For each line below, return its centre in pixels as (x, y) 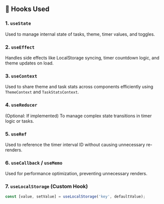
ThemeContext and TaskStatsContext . (42, 92)
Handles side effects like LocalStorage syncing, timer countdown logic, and (82, 58)
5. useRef (16, 134)
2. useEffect (20, 47)
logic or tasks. (20, 121)
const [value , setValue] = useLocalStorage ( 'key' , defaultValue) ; (75, 197)
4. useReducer (21, 105)
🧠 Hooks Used (27, 9)
